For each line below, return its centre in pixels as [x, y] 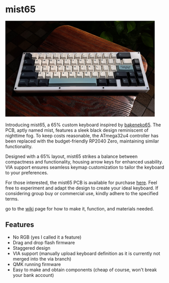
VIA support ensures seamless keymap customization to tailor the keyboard [85, 167]
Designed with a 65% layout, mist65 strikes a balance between [71, 156]
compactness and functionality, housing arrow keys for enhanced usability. [84, 161]
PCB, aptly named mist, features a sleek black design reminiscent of [77, 130]
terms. [12, 199]
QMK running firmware [37, 264]
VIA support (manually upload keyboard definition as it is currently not [86, 253]
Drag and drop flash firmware [44, 242]
